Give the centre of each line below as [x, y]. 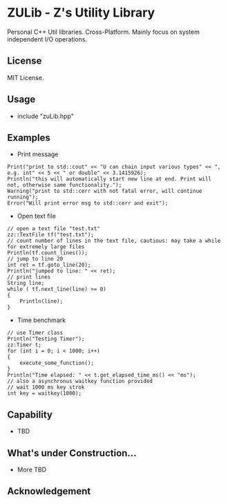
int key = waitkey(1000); [44, 393]
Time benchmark [41, 320]
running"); [23, 197]
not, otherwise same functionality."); [65, 185]
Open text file [37, 216]
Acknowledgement [49, 491]
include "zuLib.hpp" [45, 116]
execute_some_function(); [57, 363]
